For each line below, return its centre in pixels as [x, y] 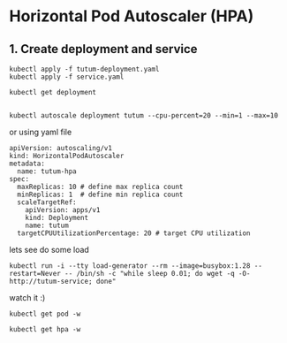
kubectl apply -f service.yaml [67, 77]
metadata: [27, 164]
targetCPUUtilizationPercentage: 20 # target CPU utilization [134, 233]
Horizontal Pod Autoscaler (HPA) [132, 16]
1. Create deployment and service [103, 49]
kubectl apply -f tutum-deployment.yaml [85, 69]
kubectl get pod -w [45, 314]
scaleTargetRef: [47, 202]
